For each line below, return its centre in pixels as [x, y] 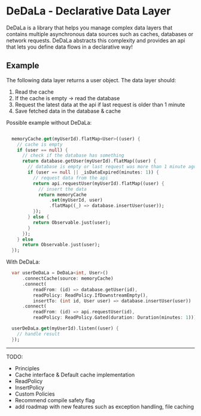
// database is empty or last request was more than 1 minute [107, 167]
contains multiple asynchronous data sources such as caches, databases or [100, 34]
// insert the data [62, 189]
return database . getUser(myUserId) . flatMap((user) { [89, 161]
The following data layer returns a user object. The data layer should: [91, 80]
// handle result [39, 334]
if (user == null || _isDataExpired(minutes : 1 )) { [94, 172]
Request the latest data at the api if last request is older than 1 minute [100, 104]
